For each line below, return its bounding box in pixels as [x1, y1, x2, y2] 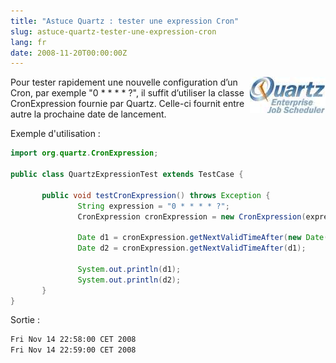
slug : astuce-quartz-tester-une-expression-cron [10, 26, 217, 37]
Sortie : [10, 314, 40, 326]
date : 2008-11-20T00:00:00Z [10, 48, 128, 58]
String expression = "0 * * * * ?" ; [77, 201, 230, 211]
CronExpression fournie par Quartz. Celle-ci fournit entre [10, 98, 245, 110]
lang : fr [10, 37, 47, 47]
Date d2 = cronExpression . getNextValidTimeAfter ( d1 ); [77, 243, 307, 254]
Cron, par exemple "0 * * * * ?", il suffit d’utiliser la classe [10, 87, 245, 99]
